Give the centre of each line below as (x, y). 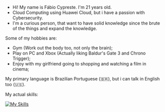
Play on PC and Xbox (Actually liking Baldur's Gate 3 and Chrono (79, 53)
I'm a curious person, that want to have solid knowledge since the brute (86, 23)
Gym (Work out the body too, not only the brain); (62, 48)
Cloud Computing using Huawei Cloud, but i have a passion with (78, 12)
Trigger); (21, 58)
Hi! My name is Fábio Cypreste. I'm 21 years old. (62, 7)
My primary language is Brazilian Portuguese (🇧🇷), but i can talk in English (82, 79)
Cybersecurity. (28, 18)
